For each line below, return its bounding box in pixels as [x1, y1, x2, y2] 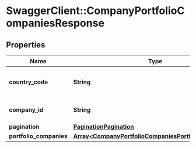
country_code [9, 78, 48, 86]
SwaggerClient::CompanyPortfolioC [6, 4, 185, 18]
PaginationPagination [73, 123, 134, 130]
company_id [9, 106, 44, 113]
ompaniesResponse [6, 16, 105, 30]
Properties [6, 40, 45, 50]
